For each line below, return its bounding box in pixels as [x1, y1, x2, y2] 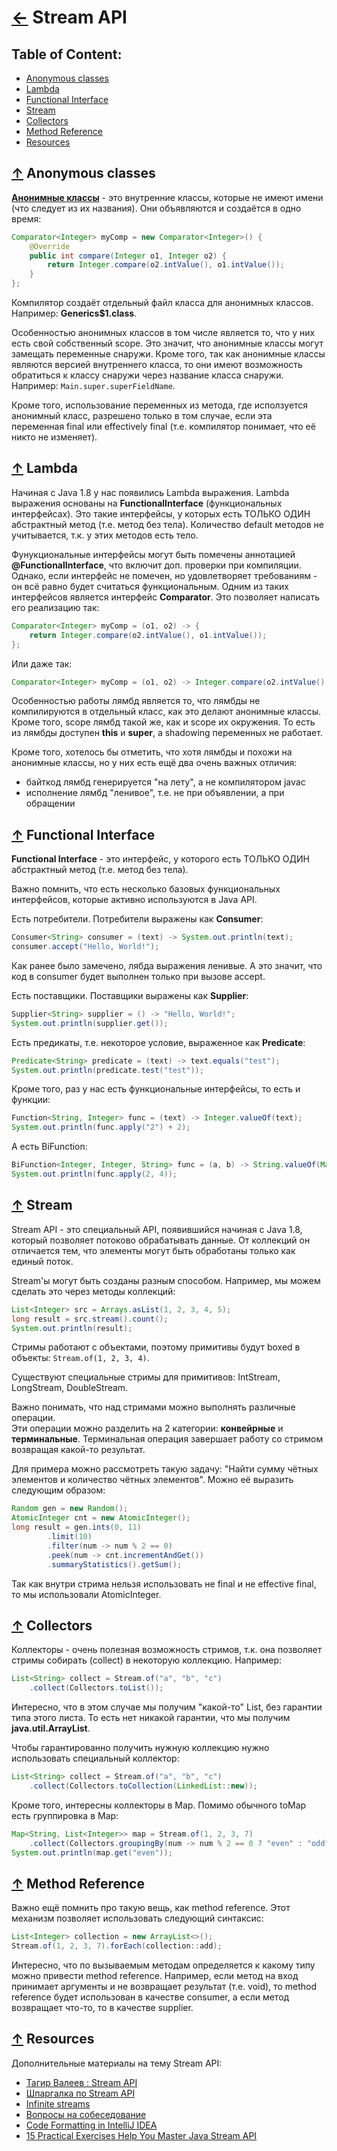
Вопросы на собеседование [25, 2108, 147, 2120]
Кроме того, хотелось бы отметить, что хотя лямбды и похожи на [11, 746, 293, 758]
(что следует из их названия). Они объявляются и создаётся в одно [11, 202, 302, 214]
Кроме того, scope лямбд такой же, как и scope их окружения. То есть [11, 716, 316, 728]
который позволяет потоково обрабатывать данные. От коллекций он [11, 1234, 311, 1246]
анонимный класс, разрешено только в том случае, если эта [11, 410, 273, 422]
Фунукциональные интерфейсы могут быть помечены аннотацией [11, 548, 296, 560]
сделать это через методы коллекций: [11, 1285, 176, 1297]
